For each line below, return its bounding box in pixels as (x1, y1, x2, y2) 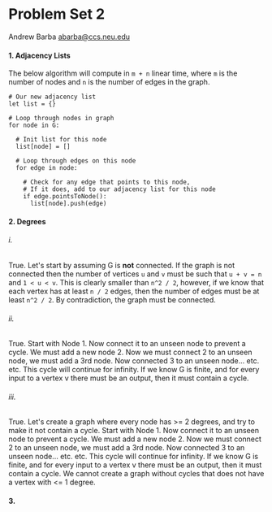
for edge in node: (15, 164, 79, 172)
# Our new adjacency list (8, 93, 96, 102)
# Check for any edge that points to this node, (23, 178, 191, 187)
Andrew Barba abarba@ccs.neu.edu (8, 32, 131, 41)
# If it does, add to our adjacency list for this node (23, 185, 217, 193)
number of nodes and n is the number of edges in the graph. (8, 77, 210, 87)
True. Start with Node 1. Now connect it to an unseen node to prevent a (8, 339, 246, 349)
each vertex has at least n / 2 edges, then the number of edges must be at (8, 286, 260, 296)
